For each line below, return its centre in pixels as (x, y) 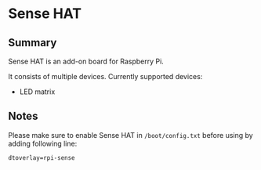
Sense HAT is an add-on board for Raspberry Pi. (86, 61)
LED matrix (37, 92)
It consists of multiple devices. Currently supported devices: (105, 76)
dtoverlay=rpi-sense (42, 157)
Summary (33, 43)
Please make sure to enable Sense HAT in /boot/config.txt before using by (130, 135)
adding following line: (43, 143)
